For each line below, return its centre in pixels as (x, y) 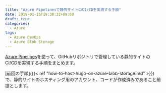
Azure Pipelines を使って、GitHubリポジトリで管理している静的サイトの (78, 56)
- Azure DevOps (25, 38)
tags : (11, 33)
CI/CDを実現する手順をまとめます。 (41, 63)
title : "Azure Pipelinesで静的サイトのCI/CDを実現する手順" (63, 10)
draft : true (17, 19)
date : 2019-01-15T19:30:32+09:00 (40, 14)
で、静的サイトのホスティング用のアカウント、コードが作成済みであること (81, 79)
